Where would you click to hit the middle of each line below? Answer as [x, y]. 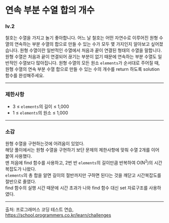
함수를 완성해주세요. [25, 75]
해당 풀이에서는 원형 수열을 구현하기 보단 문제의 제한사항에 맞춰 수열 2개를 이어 [82, 150]
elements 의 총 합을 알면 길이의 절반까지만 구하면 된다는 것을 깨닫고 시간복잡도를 [83, 175]
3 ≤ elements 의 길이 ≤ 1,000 [41, 106]
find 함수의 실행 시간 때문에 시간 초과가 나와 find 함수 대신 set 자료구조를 [77, 188]
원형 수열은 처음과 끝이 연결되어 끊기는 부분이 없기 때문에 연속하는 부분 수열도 [81, 57]
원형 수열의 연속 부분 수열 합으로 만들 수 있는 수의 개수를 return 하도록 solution [82, 69]
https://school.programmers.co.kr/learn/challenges [58, 215]
